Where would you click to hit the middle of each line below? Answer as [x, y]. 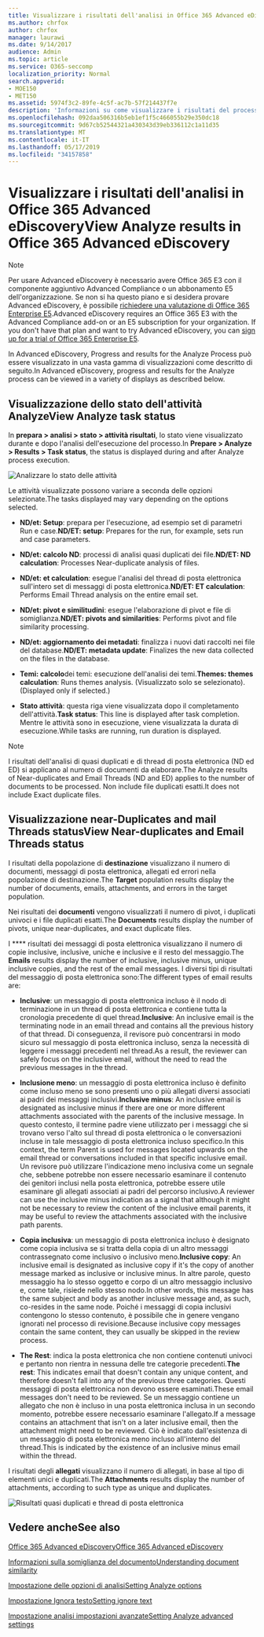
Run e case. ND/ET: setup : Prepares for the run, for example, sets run [131, 531]
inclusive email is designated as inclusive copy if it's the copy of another [136, 1265]
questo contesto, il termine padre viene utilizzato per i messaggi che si [134, 1124]
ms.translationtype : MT [47, 132]
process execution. [39, 460]
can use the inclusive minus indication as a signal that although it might [135, 1199]
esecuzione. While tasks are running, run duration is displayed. [120, 731]
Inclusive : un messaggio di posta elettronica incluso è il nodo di [123, 1000]
